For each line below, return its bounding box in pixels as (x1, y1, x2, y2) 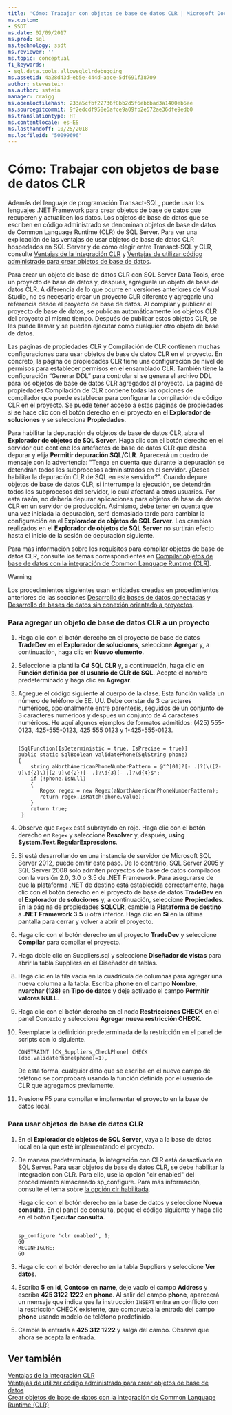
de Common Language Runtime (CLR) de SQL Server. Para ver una (8, 228, 198, 236)
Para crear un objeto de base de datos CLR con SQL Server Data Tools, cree (8, 271, 224, 279)
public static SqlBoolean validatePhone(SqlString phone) (17, 751, 188, 758)
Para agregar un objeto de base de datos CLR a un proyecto (8, 618, 210, 627)
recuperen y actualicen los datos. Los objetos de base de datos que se (8, 213, 209, 222)
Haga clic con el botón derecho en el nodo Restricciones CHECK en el (17, 1007, 219, 1016)
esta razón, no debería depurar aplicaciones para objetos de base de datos (8, 495, 222, 503)
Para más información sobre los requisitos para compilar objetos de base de (8, 545, 224, 553)
